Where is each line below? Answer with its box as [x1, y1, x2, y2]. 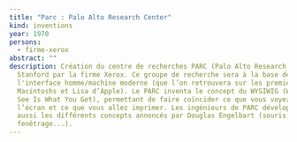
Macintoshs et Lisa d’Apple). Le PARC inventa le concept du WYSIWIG [17, 86, 278, 95]
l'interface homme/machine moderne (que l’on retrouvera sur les [17, 78, 263, 87]
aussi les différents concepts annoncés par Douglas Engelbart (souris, [17, 111, 291, 120]
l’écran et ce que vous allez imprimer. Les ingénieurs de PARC [17, 103, 259, 112]
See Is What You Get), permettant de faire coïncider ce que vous [17, 94, 267, 104]
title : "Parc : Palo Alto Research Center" [9, 12, 172, 22]
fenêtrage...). [17, 120, 73, 129]
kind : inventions [9, 21, 73, 30]
